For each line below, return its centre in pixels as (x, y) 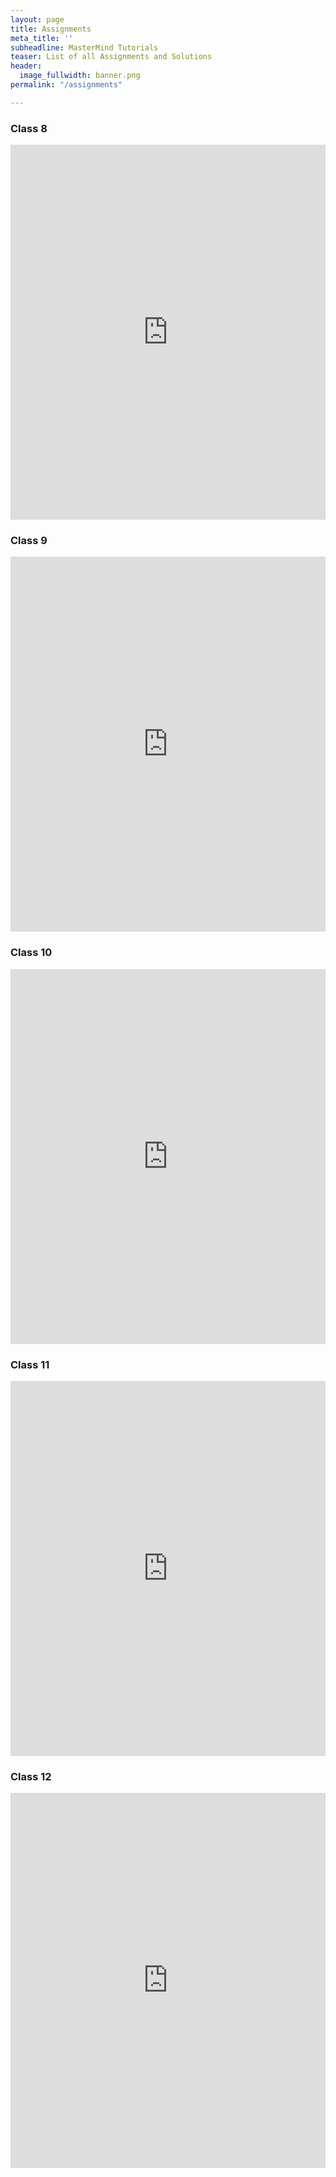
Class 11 (30, 1364)
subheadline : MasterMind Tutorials (84, 47)
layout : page (37, 19)
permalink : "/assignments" (66, 85)
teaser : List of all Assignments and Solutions (111, 57)
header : (26, 66)
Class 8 (29, 128)
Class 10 (31, 953)
